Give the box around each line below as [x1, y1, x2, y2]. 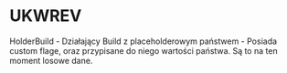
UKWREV [9, 5, 82, 26]
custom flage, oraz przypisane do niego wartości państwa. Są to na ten [9, 45, 278, 56]
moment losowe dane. [9, 55, 93, 66]
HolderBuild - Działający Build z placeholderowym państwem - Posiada [9, 36, 277, 47]
